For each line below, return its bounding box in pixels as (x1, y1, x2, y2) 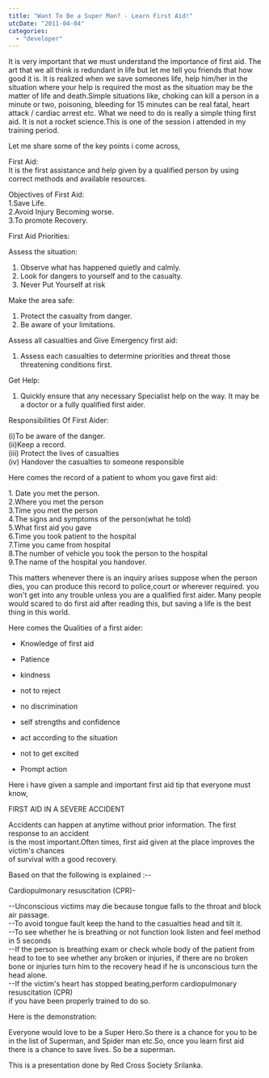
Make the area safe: (8, 296, 75, 305)
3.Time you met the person (8, 505, 99, 515)
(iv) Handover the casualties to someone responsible (8, 457, 184, 467)
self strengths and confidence (19, 718, 121, 727)
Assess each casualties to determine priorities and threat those (19, 352, 231, 361)
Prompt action (19, 765, 68, 774)
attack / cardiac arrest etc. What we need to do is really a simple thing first (8, 109, 257, 118)
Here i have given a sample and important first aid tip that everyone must (8, 780, 251, 790)
